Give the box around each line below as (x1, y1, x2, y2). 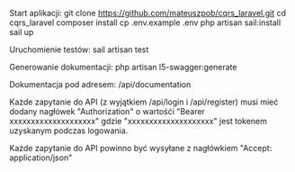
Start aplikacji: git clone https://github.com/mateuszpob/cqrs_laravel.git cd (9, 8, 286, 18)
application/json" (9, 152, 73, 163)
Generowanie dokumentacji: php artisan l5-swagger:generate (9, 62, 237, 72)
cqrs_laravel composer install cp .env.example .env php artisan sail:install (9, 17, 282, 28)
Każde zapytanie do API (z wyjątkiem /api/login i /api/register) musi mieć (9, 96, 279, 107)
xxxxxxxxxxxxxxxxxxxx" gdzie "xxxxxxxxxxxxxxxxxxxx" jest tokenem (9, 116, 268, 126)
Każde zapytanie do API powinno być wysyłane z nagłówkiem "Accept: (9, 143, 273, 153)
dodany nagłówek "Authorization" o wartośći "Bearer (9, 106, 205, 116)
